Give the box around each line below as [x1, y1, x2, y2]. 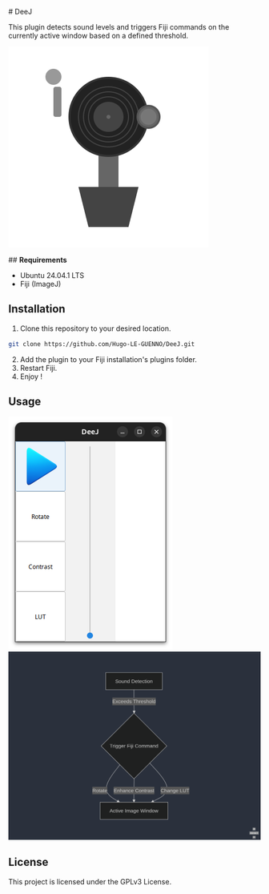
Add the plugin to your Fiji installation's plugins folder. [19, 354, 198, 364]
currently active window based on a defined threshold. [8, 31, 189, 40]
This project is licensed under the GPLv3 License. [8, 876, 172, 886]
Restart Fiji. [19, 363, 58, 372]
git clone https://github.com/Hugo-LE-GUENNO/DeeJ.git [8, 340, 195, 348]
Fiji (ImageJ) [19, 280, 62, 288]
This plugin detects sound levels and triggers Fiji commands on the [8, 22, 230, 31]
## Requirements [8, 256, 67, 264]
